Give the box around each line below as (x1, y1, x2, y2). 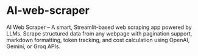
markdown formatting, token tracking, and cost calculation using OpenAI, (6, 36, 190, 43)
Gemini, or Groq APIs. (6, 43, 61, 50)
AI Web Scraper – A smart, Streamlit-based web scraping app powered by (6, 23, 192, 31)
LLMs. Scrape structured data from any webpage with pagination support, (6, 30, 193, 37)
